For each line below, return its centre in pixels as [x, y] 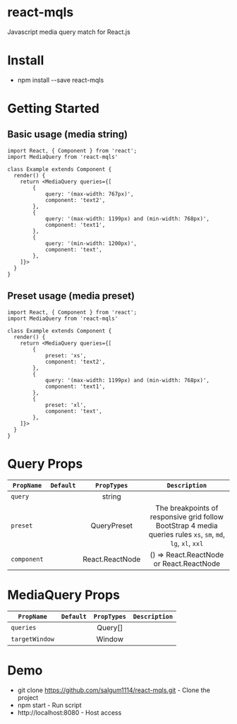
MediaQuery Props [63, 595]
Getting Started [54, 108]
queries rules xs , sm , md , [187, 534]
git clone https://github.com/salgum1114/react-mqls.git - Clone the [114, 690]
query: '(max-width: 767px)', [89, 194]
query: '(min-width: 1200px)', [91, 243]
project [28, 697]
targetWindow [33, 639]
